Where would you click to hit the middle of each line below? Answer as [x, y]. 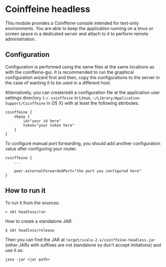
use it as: [14, 250]
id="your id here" [42, 121]
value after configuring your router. [41, 148]
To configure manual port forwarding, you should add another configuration [83, 143]
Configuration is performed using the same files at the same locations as [80, 66]
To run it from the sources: [32, 202]
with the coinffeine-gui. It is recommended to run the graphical [70, 72]
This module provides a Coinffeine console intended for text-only [72, 23]
